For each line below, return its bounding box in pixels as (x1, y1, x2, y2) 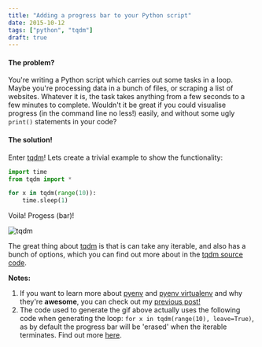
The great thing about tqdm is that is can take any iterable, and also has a (8, 242, 246, 251)
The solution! (8, 135, 53, 145)
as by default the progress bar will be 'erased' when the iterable (19, 322, 227, 331)
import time (8, 168, 47, 175)
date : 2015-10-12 (8, 19, 65, 27)
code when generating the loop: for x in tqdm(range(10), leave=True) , (19, 314, 254, 323)
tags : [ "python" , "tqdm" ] (8, 26, 93, 34)
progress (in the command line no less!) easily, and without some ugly (8, 109, 235, 118)
